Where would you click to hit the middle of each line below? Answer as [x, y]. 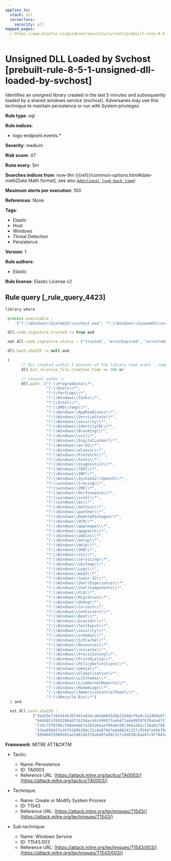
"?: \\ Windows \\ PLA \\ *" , [71, 593]
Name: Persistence [40, 764]
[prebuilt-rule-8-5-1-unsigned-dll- [80, 70]
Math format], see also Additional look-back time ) [82, 180]
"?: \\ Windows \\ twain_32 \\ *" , [77, 578]
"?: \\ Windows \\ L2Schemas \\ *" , [78, 678]
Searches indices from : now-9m [40, 175]
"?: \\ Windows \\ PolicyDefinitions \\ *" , [87, 664]
